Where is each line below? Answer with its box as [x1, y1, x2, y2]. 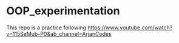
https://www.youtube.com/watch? [87, 24, 173, 31]
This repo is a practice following [6, 24, 87, 31]
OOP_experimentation [6, 4, 120, 18]
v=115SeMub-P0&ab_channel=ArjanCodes [6, 30, 112, 37]
